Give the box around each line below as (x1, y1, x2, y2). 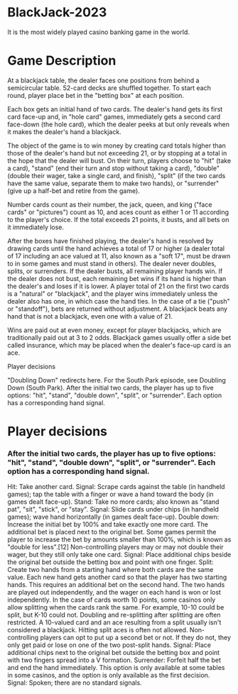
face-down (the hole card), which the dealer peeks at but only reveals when (7, 120, 229, 128)
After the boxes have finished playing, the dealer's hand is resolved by (7, 236, 214, 245)
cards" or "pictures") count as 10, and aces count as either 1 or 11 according (7, 207, 229, 216)
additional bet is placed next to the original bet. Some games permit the (7, 528, 217, 536)
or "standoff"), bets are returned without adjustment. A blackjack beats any (7, 304, 228, 313)
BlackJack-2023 (7, 4, 107, 21)
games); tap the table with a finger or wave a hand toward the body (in (7, 490, 215, 499)
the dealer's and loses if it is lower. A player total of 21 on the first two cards (7, 282, 229, 290)
